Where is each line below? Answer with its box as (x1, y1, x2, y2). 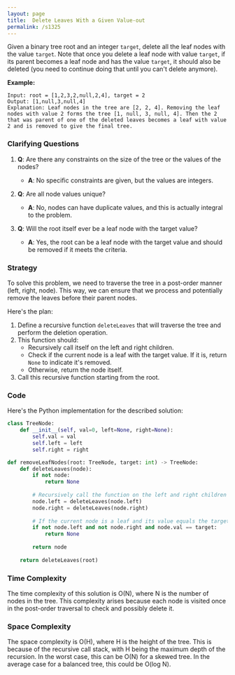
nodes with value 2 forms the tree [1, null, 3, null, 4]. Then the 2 (7, 110, 218, 118)
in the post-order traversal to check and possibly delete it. (7, 604, 175, 613)
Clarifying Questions (7, 139, 79, 149)
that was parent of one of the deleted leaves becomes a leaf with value (7, 116, 227, 123)
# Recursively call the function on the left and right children (32, 492, 227, 499)
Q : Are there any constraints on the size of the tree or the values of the (17, 155, 222, 163)
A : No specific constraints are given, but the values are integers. (27, 176, 213, 185)
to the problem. (27, 210, 72, 219)
